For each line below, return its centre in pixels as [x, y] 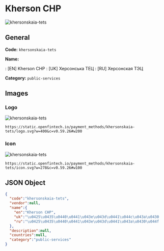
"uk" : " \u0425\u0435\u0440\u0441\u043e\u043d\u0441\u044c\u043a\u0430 [87, 217]
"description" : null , [30, 231]
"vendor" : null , [25, 203]
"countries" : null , [28, 235]
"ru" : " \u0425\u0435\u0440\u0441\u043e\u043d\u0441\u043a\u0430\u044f [87, 222]
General [18, 38]
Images [17, 94]
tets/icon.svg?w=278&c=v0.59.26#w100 [44, 167]
